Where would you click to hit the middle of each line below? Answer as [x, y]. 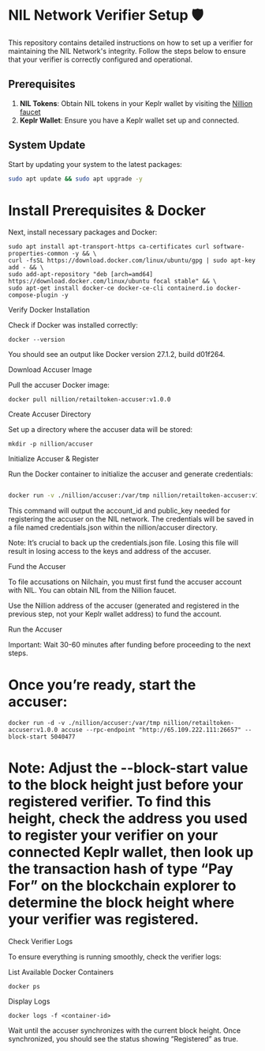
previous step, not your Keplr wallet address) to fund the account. [115, 614]
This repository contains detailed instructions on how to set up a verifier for [131, 42]
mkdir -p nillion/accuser [50, 444]
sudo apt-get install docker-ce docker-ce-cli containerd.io [111, 288]
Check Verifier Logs [41, 942]
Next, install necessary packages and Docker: [83, 232]
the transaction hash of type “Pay [121, 869]
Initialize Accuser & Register [54, 459]
